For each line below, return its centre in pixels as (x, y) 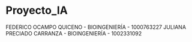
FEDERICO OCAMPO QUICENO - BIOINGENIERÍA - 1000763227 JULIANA (96, 27)
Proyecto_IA (37, 10)
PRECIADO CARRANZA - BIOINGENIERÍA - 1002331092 (74, 33)
